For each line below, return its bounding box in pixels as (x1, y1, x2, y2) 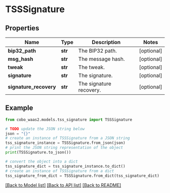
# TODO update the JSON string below (5, 126, 85, 131)
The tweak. (78, 64, 105, 70)
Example (5, 104, 33, 112)
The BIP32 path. (78, 47, 117, 54)
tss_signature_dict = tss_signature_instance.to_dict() (5, 164, 125, 169)
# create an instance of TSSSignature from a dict (5, 168, 114, 173)
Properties (5, 24, 39, 32)
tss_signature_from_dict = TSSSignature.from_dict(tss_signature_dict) (5, 173, 159, 178)
